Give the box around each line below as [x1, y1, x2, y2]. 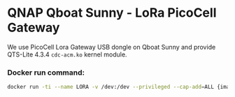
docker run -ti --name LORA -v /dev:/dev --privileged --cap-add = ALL [7, 84, 215, 91]
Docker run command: [7, 68, 85, 77]
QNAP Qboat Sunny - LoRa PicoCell [7, 5, 217, 21]
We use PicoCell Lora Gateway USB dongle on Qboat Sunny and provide [7, 43, 216, 51]
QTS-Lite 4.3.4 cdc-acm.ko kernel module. [7, 50, 127, 59]
